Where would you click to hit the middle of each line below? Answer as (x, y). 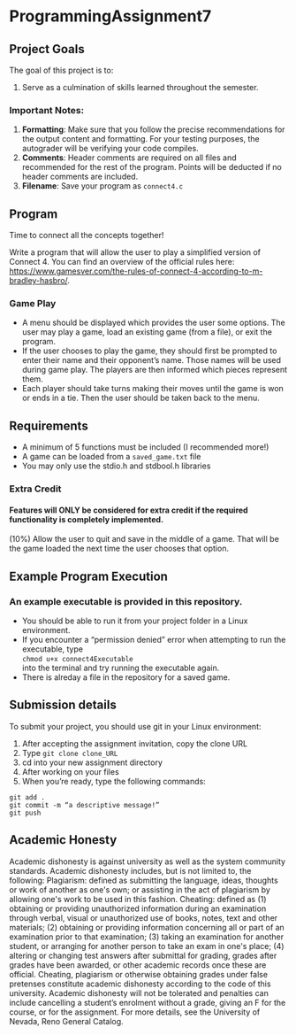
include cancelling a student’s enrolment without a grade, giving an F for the (148, 1002)
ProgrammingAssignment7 (110, 16)
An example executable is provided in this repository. (126, 601)
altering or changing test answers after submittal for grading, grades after (143, 955)
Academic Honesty (63, 840)
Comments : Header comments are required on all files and (129, 158)
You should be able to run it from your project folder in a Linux (135, 621)
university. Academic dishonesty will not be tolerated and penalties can (139, 993)
